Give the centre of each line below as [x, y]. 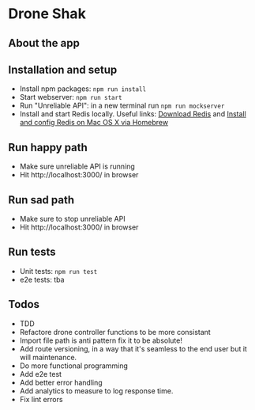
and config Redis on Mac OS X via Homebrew [94, 123]
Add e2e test [40, 374]
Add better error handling [61, 382]
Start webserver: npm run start [71, 97]
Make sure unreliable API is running [77, 166]
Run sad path [41, 200]
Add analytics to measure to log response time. [96, 391]
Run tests [32, 252]
